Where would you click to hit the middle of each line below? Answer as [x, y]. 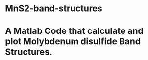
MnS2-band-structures [54, 9]
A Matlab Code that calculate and [74, 31]
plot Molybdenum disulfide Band [73, 42]
